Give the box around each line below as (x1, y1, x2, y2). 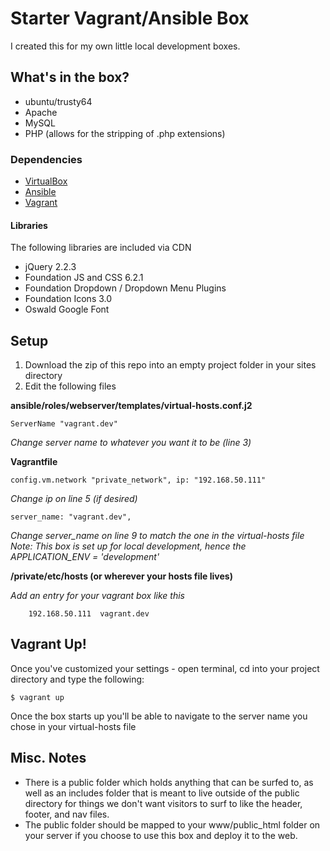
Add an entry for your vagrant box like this (10, 590, 186, 602)
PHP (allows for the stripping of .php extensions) (24, 127, 226, 139)
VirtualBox (24, 175, 68, 187)
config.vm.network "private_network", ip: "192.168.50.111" (10, 475, 267, 486)
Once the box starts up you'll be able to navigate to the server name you (10, 710, 308, 722)
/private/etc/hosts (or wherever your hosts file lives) (10, 570, 233, 582)
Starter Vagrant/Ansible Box (10, 7, 250, 30)
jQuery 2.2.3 (24, 261, 77, 273)
